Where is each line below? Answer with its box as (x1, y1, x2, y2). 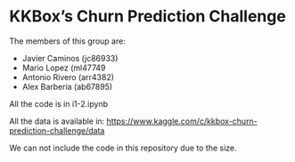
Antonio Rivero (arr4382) (21, 71, 114, 82)
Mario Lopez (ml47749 (21, 62, 106, 73)
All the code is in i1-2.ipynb (9, 98, 109, 109)
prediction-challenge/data (9, 125, 105, 135)
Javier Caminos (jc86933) (21, 53, 119, 63)
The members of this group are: (9, 36, 127, 46)
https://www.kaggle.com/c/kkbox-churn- (106, 116, 258, 126)
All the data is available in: (9, 116, 105, 126)
